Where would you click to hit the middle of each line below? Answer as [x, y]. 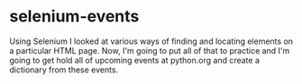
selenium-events [74, 17]
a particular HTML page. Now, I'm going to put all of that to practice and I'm [150, 50]
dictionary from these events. [64, 70]
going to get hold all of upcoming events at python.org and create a [134, 60]
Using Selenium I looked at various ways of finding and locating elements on [151, 41]
